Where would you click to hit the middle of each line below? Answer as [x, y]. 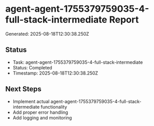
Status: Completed [32, 67]
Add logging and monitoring [42, 117]
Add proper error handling [40, 112]
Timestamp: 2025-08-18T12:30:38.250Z [55, 73]
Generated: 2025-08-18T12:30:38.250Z [47, 34]
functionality [54, 107]
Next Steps [23, 89]
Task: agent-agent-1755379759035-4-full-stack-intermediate [78, 62]
